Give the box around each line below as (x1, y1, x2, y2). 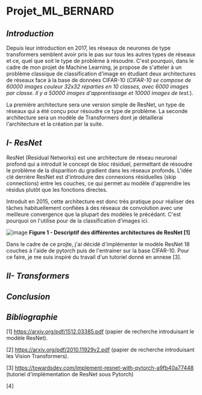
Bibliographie (6, 312, 58, 322)
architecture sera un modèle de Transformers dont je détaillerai (6, 114, 163, 121)
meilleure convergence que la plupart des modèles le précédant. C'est (6, 211, 181, 218)
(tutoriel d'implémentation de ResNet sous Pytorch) (6, 371, 134, 378)
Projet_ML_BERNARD (6, 4, 115, 18)
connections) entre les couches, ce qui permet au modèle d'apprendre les (6, 180, 191, 187)
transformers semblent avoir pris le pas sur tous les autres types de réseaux (6, 51, 196, 58)
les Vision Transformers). (6, 353, 69, 360)
